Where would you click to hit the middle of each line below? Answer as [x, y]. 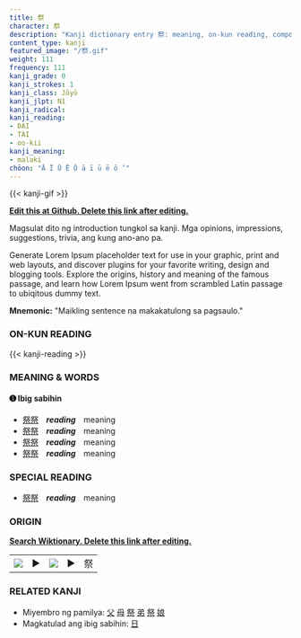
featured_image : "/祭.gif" [59, 51]
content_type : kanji [48, 43]
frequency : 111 [38, 68]
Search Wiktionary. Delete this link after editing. [100, 541]
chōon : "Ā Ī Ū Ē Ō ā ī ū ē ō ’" [69, 168]
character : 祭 [35, 26]
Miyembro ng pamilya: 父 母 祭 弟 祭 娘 [94, 612]
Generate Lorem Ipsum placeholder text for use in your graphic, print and [144, 255]
